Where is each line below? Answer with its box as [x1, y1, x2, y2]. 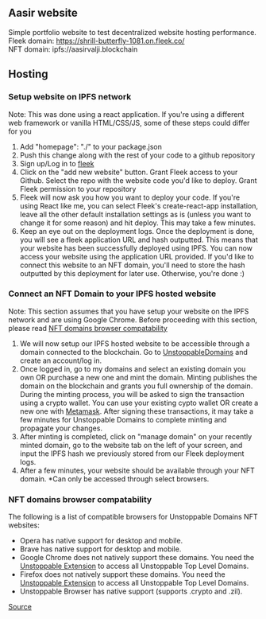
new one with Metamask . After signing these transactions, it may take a [19, 406, 254, 416]
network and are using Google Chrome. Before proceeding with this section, [8, 314, 258, 325]
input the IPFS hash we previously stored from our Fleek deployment [19, 449, 245, 458]
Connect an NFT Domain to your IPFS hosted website [8, 288, 217, 299]
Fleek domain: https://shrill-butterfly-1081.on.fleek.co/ [8, 36, 185, 45]
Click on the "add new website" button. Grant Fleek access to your [19, 167, 238, 177]
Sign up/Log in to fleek [19, 158, 94, 168]
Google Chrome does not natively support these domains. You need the [19, 553, 255, 563]
